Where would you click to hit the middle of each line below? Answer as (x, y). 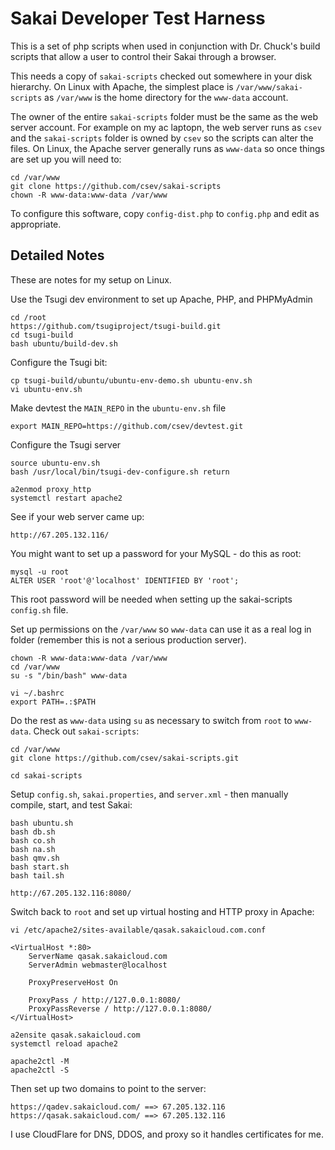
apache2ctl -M (40, 1061)
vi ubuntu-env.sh (46, 389)
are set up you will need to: (66, 159)
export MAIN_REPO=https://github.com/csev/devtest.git (127, 426)
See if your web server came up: (77, 516)
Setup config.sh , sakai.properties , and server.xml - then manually (149, 794)
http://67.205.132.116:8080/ (71, 893)
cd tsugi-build (42, 335)
